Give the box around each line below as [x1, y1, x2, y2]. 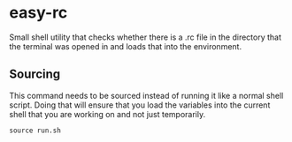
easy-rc [9, 3, 68, 23]
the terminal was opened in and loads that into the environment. [9, 41, 242, 51]
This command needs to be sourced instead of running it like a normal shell [9, 90, 284, 101]
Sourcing [9, 67, 61, 82]
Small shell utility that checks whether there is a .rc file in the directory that [9, 32, 281, 42]
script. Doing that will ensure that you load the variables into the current [9, 100, 271, 110]
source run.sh [9, 126, 62, 135]
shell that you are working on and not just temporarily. [9, 108, 206, 119]
